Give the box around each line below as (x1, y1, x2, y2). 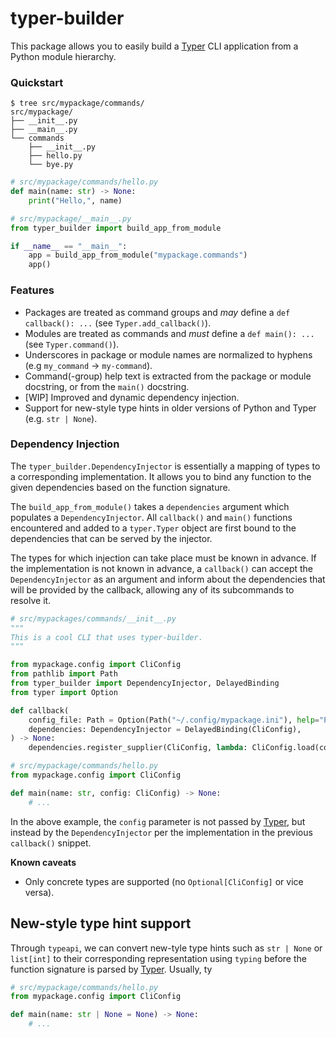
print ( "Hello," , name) (28, 195, 123, 206)
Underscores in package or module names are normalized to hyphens (24, 348, 313, 361)
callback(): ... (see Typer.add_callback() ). (24, 317, 212, 329)
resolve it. (10, 594, 52, 606)
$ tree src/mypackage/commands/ (10, 98, 145, 109)
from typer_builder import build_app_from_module (10, 223, 222, 233)
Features (10, 283, 55, 297)
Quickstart (10, 75, 64, 89)
